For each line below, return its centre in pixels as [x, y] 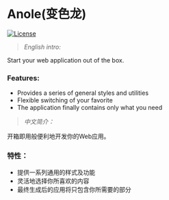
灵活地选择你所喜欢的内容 [53, 181]
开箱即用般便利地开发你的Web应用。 [58, 136]
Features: [23, 78]
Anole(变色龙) [47, 14]
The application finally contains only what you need [90, 108]
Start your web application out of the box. [66, 60]
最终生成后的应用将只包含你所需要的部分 [74, 189]
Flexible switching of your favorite [65, 100]
